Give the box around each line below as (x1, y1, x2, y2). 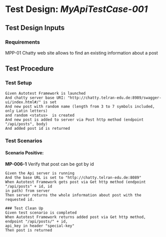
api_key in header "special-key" (5, 223, 75, 228)
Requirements (5, 39, 40, 46)
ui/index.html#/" (5, 99, 41, 105)
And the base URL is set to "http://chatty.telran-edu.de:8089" (5, 175, 142, 180)
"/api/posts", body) (5, 121, 48, 126)
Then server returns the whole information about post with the (5, 192, 142, 197)
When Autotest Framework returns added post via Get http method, (5, 214, 146, 219)
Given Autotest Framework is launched (5, 91, 86, 96)
